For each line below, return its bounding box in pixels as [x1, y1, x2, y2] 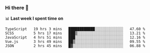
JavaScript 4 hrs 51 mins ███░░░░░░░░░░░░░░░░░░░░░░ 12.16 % [5, 35, 146, 40]
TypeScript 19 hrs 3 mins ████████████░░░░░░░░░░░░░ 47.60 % [5, 26, 146, 32]
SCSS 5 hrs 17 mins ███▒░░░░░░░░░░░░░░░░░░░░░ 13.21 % [5, 31, 146, 36]
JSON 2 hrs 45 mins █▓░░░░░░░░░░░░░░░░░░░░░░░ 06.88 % [5, 43, 146, 49]
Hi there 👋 [5, 4, 29, 11]
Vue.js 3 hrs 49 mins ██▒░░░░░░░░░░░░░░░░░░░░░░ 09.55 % [5, 40, 146, 44]
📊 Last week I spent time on [5, 15, 64, 21]
